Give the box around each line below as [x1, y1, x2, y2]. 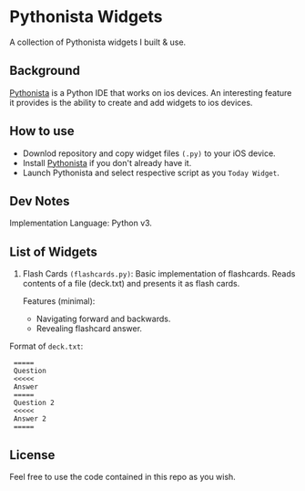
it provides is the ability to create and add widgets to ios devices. [9, 97, 253, 108]
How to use [9, 123, 75, 139]
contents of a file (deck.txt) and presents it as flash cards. [22, 278, 240, 289]
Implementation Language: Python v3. [9, 217, 153, 229]
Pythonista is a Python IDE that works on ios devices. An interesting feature [9, 87, 292, 98]
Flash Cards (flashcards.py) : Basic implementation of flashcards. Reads [22, 268, 296, 279]
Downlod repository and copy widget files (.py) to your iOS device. [22, 148, 276, 159]
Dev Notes [9, 193, 70, 209]
